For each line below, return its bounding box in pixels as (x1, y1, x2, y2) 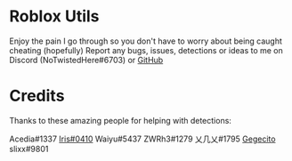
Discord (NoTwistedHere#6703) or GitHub (9, 54, 164, 65)
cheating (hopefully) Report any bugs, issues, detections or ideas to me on (9, 44, 283, 55)
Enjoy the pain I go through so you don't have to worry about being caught (9, 36, 283, 46)
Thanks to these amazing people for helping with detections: (9, 115, 231, 125)
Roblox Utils (9, 6, 100, 27)
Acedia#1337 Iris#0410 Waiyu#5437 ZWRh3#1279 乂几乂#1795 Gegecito (9, 133, 276, 144)
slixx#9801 (9, 143, 49, 154)
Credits (9, 86, 65, 106)
